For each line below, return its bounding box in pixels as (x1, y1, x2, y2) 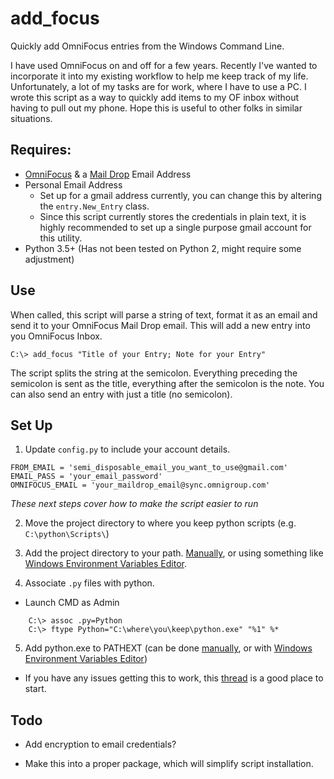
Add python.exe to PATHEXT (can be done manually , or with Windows (24, 642, 313, 654)
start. (24, 683, 47, 695)
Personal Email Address (24, 178, 123, 191)
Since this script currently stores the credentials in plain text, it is (39, 210, 307, 222)
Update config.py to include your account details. (24, 443, 231, 456)
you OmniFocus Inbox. (10, 330, 103, 342)
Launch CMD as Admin (24, 597, 120, 609)
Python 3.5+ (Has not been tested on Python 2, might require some (24, 242, 302, 254)
